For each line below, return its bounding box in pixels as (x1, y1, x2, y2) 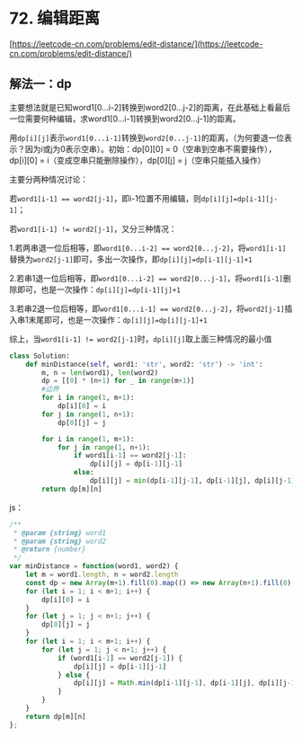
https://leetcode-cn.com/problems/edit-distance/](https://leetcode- (12, 38, 263, 49)
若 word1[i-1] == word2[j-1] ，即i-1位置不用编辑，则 (9, 192, 202, 203)
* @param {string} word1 (13, 528, 106, 538)
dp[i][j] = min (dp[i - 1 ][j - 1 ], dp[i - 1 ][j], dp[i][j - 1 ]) (89, 476, 299, 485)
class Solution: (9, 351, 70, 360)
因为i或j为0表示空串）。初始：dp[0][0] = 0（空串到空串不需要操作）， (24, 143, 277, 154)
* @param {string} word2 (13, 537, 106, 546)
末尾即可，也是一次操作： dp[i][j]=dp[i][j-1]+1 (28, 314, 209, 325)
